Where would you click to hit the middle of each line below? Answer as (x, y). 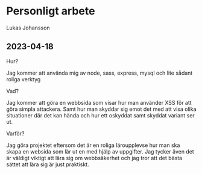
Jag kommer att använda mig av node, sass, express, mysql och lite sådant (99, 73)
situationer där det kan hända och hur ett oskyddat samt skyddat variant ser (100, 115)
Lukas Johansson (28, 28)
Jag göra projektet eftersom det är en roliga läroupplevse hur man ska (93, 145)
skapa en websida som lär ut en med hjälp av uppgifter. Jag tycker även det (100, 151)
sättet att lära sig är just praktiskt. (48, 164)
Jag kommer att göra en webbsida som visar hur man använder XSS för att (99, 102)
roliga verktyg (24, 79)
